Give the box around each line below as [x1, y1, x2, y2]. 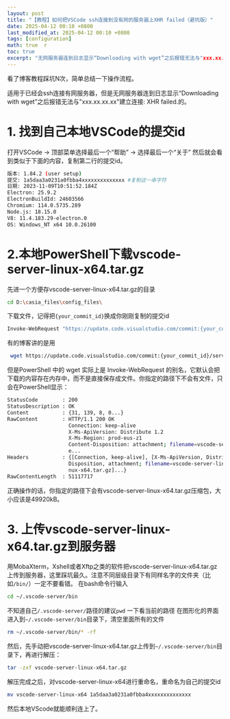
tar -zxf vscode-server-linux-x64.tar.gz [7, 664, 127, 672]
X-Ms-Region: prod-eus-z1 [68, 435, 142, 442]
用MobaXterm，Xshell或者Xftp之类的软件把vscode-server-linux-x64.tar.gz [7, 563, 218, 571]
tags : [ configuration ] [7, 36, 72, 42]
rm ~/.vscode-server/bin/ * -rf [7, 629, 97, 636]
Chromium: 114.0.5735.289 [7, 202, 81, 209]
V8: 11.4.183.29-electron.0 [7, 215, 88, 221]
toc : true [7, 49, 36, 56]
